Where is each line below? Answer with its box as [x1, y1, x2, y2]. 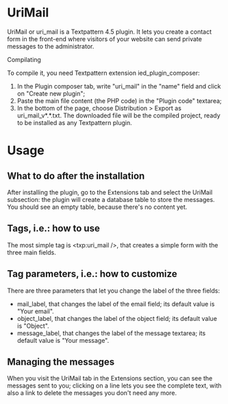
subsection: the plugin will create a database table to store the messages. [7, 195, 215, 203]
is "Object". [16, 322, 49, 330]
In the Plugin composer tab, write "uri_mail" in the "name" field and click [16, 82, 221, 90]
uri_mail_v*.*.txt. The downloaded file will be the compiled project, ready [16, 111, 220, 120]
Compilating [7, 55, 41, 63]
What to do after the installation [7, 170, 145, 181]
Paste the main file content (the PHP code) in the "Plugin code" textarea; [16, 96, 223, 104]
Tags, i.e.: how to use [7, 223, 101, 234]
